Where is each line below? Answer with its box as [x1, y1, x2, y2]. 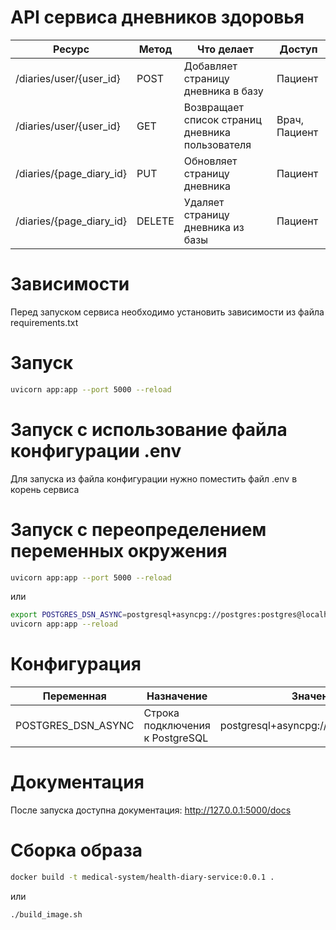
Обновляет [183, 154, 238, 168]
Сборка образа [10, 839, 143, 862]
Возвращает [183, 100, 244, 114]
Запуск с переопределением [10, 518, 267, 541]
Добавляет [183, 59, 238, 73]
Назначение [146, 689, 208, 703]
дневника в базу [183, 84, 264, 98]
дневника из [183, 220, 245, 234]
